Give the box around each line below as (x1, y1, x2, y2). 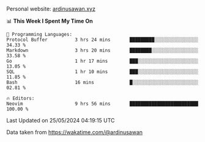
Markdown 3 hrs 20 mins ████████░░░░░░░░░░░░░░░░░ (6, 48, 199, 54)
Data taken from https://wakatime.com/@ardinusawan (6, 129, 143, 136)
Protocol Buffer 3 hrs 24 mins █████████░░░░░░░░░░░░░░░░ (6, 37, 199, 43)
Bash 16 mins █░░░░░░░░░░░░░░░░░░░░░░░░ (6, 79, 199, 85)
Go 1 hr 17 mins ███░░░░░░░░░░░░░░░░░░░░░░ (6, 58, 199, 64)
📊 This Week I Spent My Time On (6, 18, 93, 24)
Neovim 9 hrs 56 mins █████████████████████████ (6, 101, 199, 107)
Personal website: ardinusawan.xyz (6, 5, 96, 12)
